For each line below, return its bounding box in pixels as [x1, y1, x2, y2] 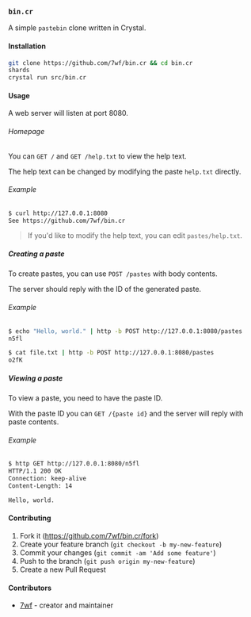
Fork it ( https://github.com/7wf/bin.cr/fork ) [19, 531, 159, 540]
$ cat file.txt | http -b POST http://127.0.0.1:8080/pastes [8, 349, 215, 357]
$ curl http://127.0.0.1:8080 [8, 209, 108, 217]
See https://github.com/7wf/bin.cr [8, 217, 126, 224]
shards [8, 67, 30, 75]
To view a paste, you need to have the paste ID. [8, 393, 163, 403]
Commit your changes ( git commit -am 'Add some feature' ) [19, 547, 216, 558]
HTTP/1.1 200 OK [8, 467, 62, 475]
